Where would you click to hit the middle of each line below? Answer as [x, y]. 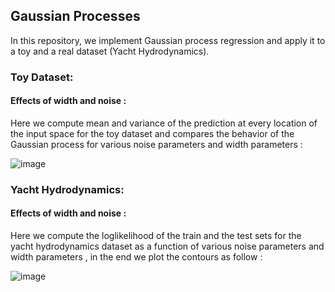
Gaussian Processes [75, 16]
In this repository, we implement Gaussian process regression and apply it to [168, 40]
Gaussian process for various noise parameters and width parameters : [156, 144]
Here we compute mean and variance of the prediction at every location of [164, 123]
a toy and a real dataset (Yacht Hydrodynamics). [110, 51]
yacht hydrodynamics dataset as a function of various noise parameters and [167, 246]
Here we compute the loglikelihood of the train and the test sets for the [156, 236]
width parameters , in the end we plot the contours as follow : [136, 257]
